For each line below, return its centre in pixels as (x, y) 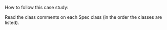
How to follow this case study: (37, 7)
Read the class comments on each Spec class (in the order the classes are (83, 17)
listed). (12, 23)
